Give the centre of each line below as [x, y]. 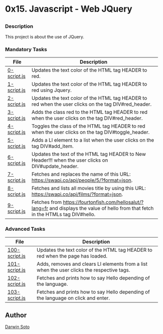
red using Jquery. [51, 90]
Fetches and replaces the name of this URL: [81, 174]
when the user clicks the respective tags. [83, 270]
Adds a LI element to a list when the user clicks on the [93, 140]
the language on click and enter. [73, 298]
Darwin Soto [17, 327]
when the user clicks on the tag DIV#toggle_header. [90, 132]
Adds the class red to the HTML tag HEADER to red [90, 112]
